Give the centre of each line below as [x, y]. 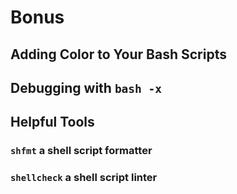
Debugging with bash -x [86, 87]
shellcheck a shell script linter [84, 178]
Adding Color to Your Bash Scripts [118, 54]
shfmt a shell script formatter [81, 151]
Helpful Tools [52, 122]
